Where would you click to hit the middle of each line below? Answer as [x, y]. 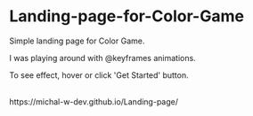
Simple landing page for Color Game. [77, 41]
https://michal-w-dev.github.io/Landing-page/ [94, 101]
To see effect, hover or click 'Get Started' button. [99, 75]
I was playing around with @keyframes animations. [102, 58]
